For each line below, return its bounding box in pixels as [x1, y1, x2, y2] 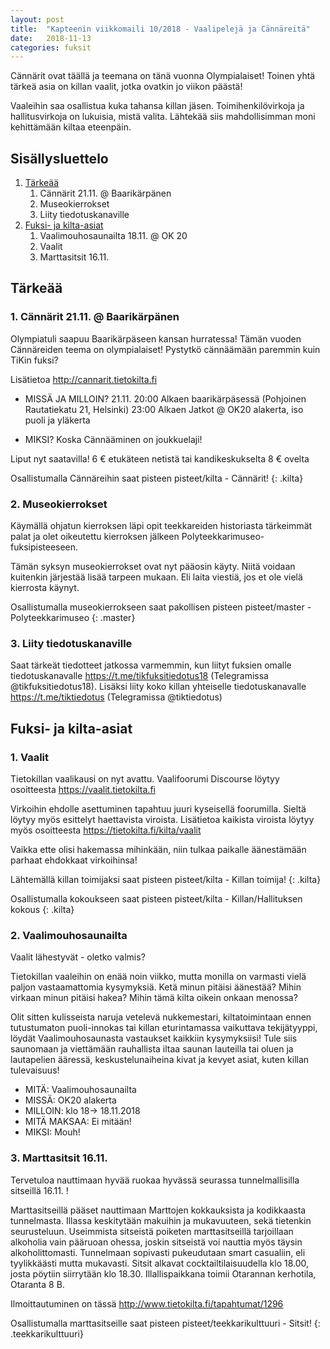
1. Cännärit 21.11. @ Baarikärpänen [10, 310, 180, 324]
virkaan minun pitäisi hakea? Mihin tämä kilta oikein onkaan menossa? [10, 992, 298, 1004]
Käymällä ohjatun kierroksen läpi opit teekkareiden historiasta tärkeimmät [10, 520, 313, 532]
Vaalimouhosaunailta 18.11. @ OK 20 [39, 230, 188, 242]
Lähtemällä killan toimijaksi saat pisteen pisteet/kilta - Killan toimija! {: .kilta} [10, 874, 322, 886]
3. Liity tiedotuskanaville [10, 636, 133, 650]
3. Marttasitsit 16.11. [10, 1151, 108, 1165]
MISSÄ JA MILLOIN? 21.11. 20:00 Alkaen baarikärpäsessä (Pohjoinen [24, 392, 307, 405]
